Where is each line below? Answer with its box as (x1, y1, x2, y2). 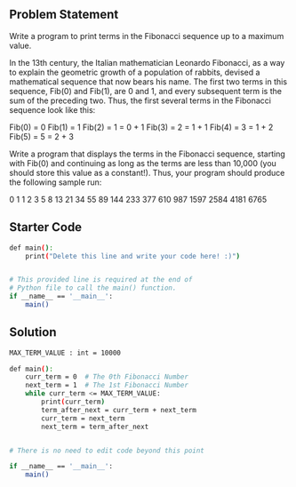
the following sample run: (9, 177, 102, 188)
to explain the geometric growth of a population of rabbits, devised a (9, 67, 260, 77)
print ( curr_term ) (41, 397, 105, 407)
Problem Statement (9, 7, 119, 22)
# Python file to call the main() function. (9, 283, 177, 292)
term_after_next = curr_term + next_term (41, 405, 197, 414)
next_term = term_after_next (41, 422, 149, 431)
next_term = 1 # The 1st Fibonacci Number (25, 381, 189, 390)
